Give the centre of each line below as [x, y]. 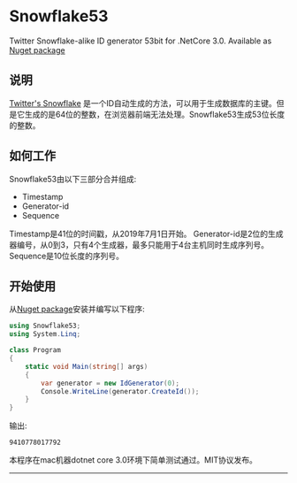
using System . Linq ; [45, 334]
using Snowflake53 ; [45, 326]
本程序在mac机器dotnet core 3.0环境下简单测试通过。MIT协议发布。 [133, 460]
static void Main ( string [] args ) [87, 366]
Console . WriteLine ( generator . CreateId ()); [120, 391]
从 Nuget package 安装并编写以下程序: [77, 309]
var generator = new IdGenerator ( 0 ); [110, 383]
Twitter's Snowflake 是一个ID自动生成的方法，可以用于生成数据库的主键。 [143, 103]
